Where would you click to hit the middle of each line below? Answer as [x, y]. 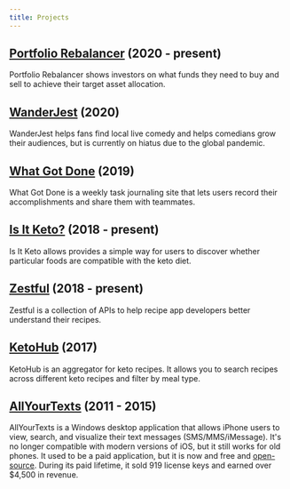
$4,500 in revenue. [44, 475]
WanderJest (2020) [64, 112]
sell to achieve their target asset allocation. [87, 84]
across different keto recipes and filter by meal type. [105, 378]
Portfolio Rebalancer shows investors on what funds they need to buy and [144, 75]
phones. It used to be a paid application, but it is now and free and [130, 456]
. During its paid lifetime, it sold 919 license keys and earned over [153, 465]
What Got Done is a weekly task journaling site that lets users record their [143, 193]
